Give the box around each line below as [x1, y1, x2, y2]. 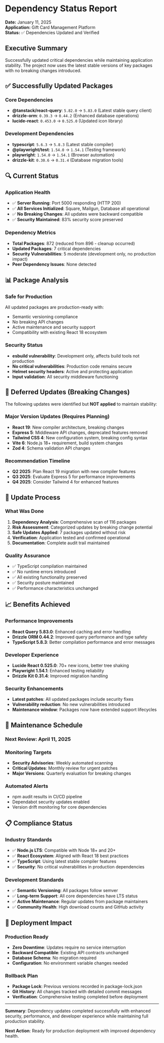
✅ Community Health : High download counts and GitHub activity [12, 904, 144, 910]
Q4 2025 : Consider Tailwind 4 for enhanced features [12, 479, 119, 485]
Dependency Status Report [5, 3, 117, 14]
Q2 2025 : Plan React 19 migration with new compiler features [12, 469, 136, 475]
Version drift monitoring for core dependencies [12, 804, 107, 810]
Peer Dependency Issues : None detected [12, 261, 97, 267]
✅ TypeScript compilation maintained [12, 563, 87, 569]
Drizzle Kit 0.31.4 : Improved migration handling [12, 673, 108, 679]
